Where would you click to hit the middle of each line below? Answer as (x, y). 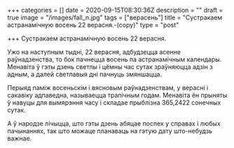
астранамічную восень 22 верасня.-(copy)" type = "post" (93, 25)
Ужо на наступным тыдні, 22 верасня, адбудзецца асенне (94, 52)
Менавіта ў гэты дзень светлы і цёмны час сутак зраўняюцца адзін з (110, 67)
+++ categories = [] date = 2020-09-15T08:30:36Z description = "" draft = (115, 10)
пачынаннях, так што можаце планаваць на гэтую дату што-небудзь (110, 131)
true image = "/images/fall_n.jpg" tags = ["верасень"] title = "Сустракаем (115, 17)
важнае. (20, 138)
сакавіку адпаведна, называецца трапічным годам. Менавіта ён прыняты (117, 95)
